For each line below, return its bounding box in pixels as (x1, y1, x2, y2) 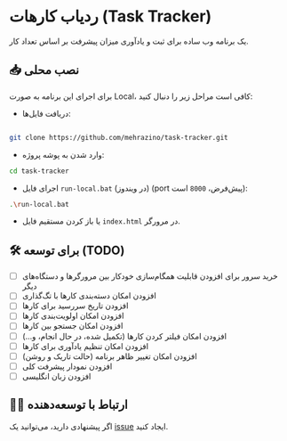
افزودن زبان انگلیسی (21, 371, 92, 381)
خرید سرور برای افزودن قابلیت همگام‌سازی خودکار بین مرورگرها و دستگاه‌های (21, 271, 278, 282)
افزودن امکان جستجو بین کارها (21, 321, 124, 331)
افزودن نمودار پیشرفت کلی (21, 361, 113, 372)
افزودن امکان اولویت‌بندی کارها (21, 310, 124, 322)
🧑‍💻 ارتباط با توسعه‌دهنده (9, 397, 129, 412)
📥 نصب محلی (9, 62, 80, 78)
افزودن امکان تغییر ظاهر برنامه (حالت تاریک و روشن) (21, 350, 197, 362)
